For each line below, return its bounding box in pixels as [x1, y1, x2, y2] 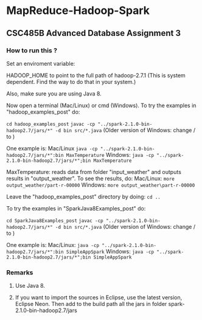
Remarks [6, 268, 33, 277]
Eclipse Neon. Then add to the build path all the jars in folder [15, 301, 167, 308]
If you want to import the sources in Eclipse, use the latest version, [15, 294, 183, 301]
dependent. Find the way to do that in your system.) [6, 78, 136, 85]
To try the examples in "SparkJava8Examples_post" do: [6, 204, 146, 212]
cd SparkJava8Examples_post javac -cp [6, 217, 103, 224]
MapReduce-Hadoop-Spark [6, 4, 150, 18]
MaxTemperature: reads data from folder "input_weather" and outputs [6, 168, 181, 175]
